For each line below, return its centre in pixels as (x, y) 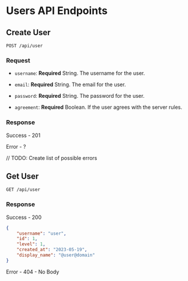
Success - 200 (24, 217)
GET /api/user (23, 190)
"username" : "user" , (41, 233)
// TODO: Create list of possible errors (52, 158)
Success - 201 (23, 135)
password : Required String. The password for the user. (79, 96)
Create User (28, 32)
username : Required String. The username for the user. (80, 73)
